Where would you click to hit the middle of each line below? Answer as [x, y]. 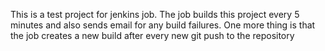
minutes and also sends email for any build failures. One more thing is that [163, 25]
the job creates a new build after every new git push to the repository [152, 35]
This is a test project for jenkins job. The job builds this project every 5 [155, 14]
